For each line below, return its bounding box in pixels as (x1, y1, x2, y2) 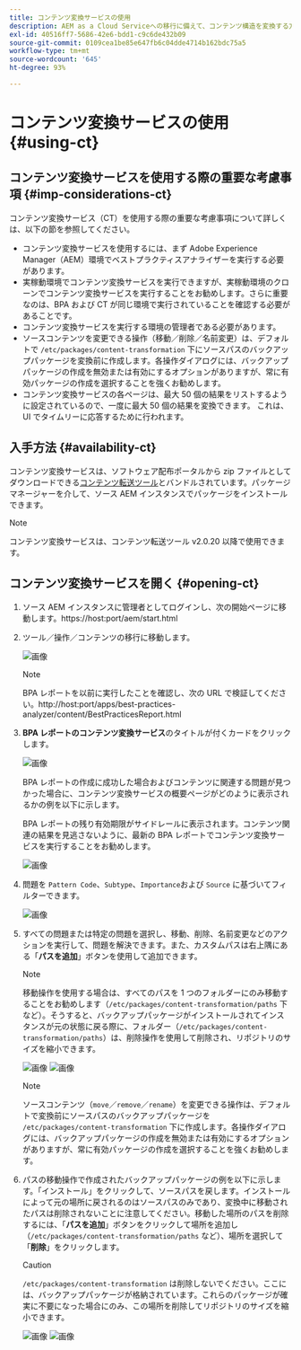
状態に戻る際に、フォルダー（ (69, 1020, 180, 1031)
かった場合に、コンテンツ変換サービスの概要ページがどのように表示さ (21, 788, 282, 799)
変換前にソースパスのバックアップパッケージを (38, 1110, 211, 1121)
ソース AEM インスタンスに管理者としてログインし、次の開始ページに (21, 601, 279, 612)
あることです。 (21, 310, 77, 321)
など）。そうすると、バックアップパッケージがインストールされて (21, 1010, 262, 1020)
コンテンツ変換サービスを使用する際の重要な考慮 (9, 170, 280, 185)
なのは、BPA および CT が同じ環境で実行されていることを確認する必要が (21, 298, 291, 310)
